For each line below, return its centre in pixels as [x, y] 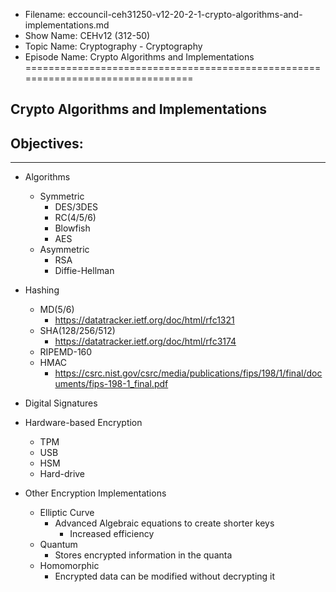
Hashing [42, 290]
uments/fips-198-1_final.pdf [111, 384]
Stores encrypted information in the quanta [143, 555]
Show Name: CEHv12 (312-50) [87, 35]
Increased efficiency [112, 534]
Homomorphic [69, 566]
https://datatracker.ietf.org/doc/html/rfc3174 [145, 341]
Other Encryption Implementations [95, 493]
